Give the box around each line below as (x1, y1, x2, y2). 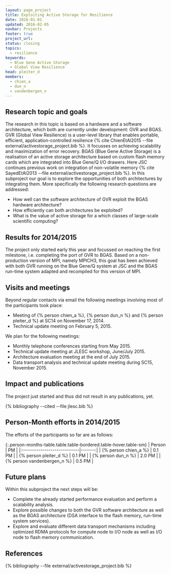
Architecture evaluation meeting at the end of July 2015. (12, 354, 131, 360)
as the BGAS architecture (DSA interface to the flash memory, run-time (12, 512, 162, 519)
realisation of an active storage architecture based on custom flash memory (5, 154, 165, 160)
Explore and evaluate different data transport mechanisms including (12, 523, 156, 529)
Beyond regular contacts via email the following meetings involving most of (5, 297, 163, 303)
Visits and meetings (5, 283, 70, 292)
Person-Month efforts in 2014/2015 (5, 418, 120, 427)
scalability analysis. (12, 502, 54, 508)
